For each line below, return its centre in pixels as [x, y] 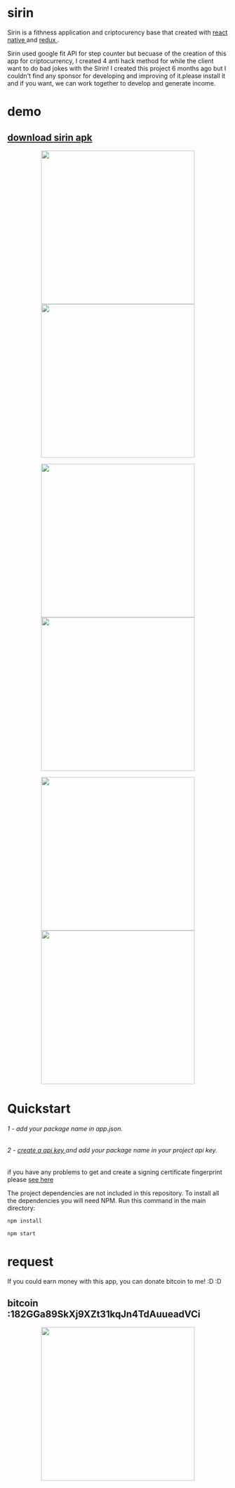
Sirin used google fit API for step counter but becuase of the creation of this [117, 53]
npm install [25, 1221]
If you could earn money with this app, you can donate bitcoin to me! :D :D [115, 1281]
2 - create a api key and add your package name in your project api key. [112, 1150]
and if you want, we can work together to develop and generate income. [112, 83]
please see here [31, 1179]
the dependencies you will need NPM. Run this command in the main [107, 1200]
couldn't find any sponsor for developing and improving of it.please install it [116, 76]
